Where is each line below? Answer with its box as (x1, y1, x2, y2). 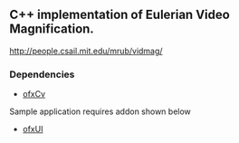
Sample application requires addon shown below (9, 106, 192, 117)
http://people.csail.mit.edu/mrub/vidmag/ (9, 45, 163, 56)
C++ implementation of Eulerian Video (9, 7, 231, 23)
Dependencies (9, 68, 75, 81)
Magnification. (9, 22, 95, 37)
